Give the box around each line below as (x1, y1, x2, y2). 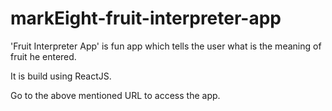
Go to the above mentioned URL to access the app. (10, 89, 221, 101)
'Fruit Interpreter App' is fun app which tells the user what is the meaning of (10, 40, 322, 52)
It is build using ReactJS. (10, 70, 112, 82)
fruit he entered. (10, 50, 77, 62)
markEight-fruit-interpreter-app (10, 7, 282, 30)
